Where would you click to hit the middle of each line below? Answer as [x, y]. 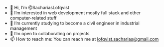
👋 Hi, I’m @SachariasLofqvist [40, 8]
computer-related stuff [33, 18]
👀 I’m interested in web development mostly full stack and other [75, 13]
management [23, 28]
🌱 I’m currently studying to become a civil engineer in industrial [75, 23]
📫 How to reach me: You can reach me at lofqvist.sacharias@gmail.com [84, 39]
